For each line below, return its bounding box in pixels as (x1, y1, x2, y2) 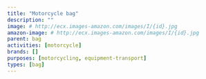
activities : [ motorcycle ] (7, 42, 82, 49)
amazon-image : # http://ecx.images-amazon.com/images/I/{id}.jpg (7, 29, 199, 36)
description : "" (7, 16, 54, 23)
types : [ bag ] (7, 61, 45, 68)
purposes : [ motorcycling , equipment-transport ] (7, 55, 147, 62)
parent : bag (7, 36, 41, 43)
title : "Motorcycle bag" (7, 10, 79, 17)
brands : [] (7, 49, 39, 56)
